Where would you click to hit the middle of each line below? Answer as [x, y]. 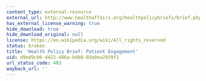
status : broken [26, 46]
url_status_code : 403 [34, 63]
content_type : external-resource [49, 12]
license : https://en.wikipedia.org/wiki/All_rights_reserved [86, 40]
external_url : [25, 18]
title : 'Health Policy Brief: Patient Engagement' [72, 52]
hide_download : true [33, 29]
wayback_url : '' [27, 69]
